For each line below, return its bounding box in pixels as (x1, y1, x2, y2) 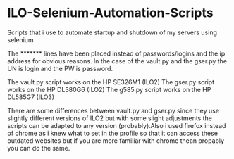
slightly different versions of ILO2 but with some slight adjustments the (7, 114, 213, 122)
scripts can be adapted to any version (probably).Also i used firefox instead (7, 121, 226, 129)
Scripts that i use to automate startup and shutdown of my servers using (7, 28, 217, 37)
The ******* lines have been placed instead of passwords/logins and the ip (7, 49, 226, 58)
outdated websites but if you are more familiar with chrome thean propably (7, 136, 224, 145)
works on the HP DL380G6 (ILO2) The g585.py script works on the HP (7, 85, 211, 94)
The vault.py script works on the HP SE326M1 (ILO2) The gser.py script (7, 77, 215, 86)
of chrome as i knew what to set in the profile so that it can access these (7, 129, 218, 137)
